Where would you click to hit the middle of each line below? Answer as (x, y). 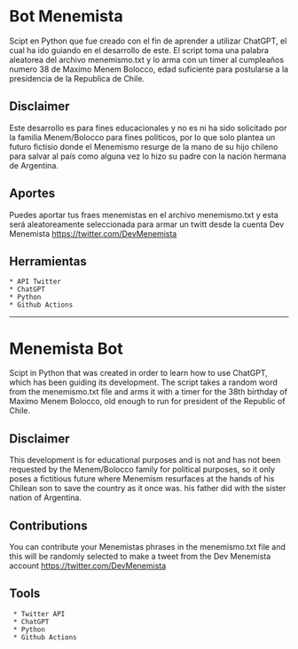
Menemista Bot (66, 348)
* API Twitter (35, 282)
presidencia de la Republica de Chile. (77, 78)
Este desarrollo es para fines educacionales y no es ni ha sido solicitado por (148, 128)
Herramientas (48, 261)
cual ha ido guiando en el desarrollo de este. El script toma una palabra (139, 50)
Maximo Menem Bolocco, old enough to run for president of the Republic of (147, 402)
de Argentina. (34, 165)
